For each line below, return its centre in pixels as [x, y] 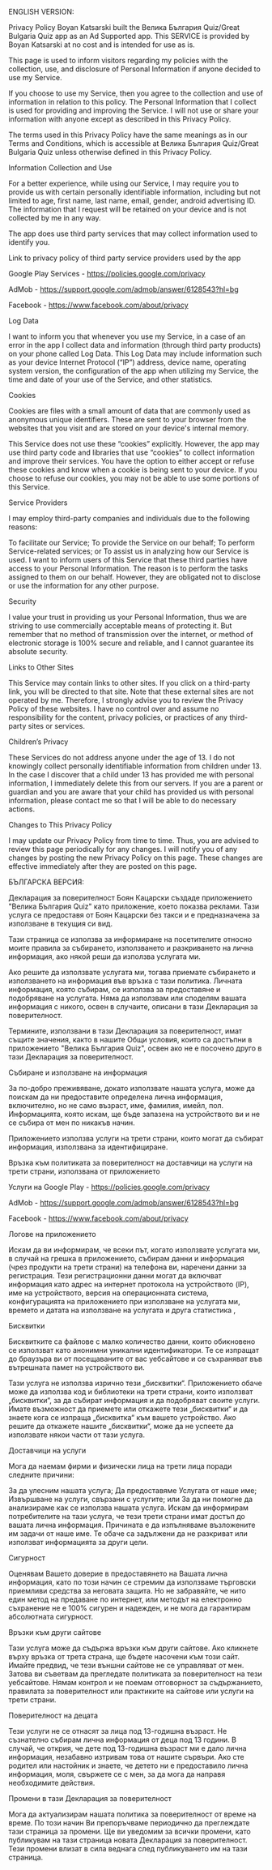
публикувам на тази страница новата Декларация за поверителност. [128, 1840]
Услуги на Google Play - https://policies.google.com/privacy [109, 1187]
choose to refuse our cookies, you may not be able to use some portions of [134, 478]
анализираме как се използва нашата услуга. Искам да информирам [129, 1508]
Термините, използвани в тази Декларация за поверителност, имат [125, 1031]
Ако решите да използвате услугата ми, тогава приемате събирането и [132, 972]
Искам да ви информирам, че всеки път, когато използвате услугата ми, [134, 1250]
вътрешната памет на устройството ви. [77, 1367]
